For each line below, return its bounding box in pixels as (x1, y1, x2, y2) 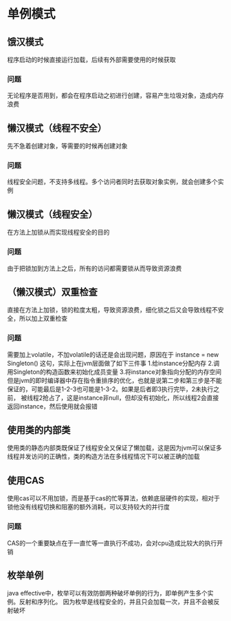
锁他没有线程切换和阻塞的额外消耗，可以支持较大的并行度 (7, 503, 170, 511)
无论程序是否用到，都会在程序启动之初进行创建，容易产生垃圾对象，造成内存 (7, 91, 224, 100)
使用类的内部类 (7, 424, 71, 436)
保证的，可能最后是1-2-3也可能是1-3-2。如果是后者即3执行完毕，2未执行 (7, 384, 214, 393)
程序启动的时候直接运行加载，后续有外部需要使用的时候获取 (7, 56, 176, 63)
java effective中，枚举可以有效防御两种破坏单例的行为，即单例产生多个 (7, 589, 208, 598)
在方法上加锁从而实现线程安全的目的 (7, 228, 110, 237)
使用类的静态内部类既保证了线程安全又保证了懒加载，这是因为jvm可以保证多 (7, 444, 222, 452)
